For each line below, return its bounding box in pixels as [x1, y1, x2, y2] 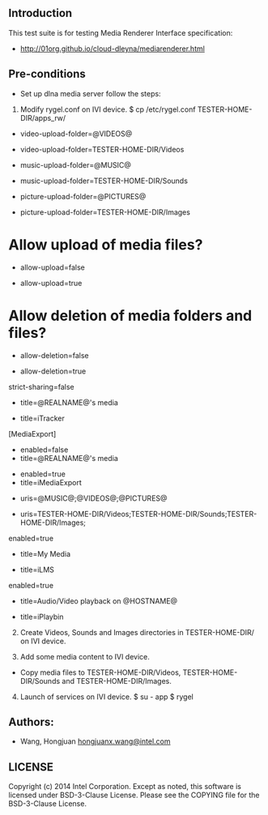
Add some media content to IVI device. [19, 651, 150, 661]
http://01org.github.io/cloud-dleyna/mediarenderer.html [19, 44, 205, 53]
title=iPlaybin [19, 612, 64, 621]
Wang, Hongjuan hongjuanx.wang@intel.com [19, 736, 172, 746]
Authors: [8, 715, 54, 728]
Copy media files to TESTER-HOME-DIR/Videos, [19, 668, 181, 677]
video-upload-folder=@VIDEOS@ [19, 129, 133, 139]
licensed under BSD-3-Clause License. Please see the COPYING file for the [8, 790, 261, 800]
